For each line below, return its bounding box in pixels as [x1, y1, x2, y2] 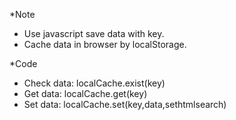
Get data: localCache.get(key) [23, 88, 148, 99]
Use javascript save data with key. [23, 28, 165, 39]
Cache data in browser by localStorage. [23, 39, 187, 50]
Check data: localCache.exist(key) [23, 77, 166, 89]
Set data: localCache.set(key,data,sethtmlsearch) [23, 99, 227, 110]
